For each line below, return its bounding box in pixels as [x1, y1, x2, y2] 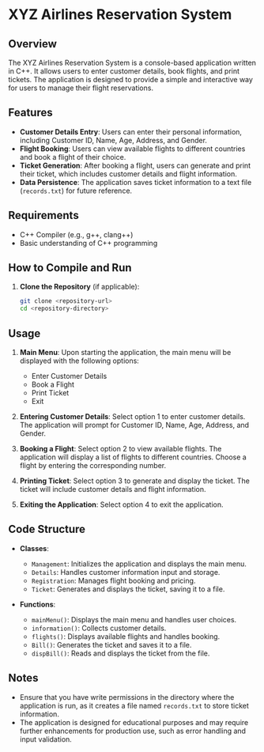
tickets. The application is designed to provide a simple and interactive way [8, 75, 253, 84]
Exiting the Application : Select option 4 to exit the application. [19, 500, 224, 509]
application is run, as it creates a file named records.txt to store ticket [19, 701, 249, 710]
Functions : [19, 599, 56, 609]
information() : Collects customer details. [31, 623, 167, 633]
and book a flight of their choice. [19, 152, 126, 161]
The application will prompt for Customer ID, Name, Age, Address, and [19, 421, 250, 429]
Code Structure [8, 523, 85, 536]
